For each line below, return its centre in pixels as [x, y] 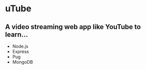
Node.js [20, 46]
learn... [17, 34]
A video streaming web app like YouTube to [73, 27]
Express [21, 52]
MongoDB [23, 62]
